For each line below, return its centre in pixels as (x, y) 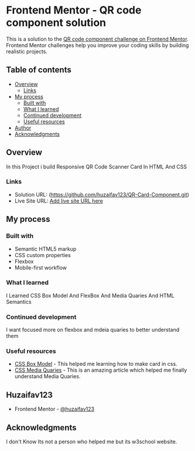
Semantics (19, 302)
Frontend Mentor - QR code (74, 10)
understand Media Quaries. (47, 376)
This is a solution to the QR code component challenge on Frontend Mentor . (97, 39)
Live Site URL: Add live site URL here (59, 201)
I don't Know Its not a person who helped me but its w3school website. (92, 442)
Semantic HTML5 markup (45, 249)
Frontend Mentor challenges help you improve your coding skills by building (97, 45)
